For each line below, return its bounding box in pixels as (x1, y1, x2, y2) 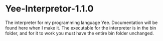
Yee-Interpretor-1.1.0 (5, 3, 94, 14)
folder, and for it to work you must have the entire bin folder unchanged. (5, 30, 154, 36)
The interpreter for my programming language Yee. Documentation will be (5, 19, 158, 25)
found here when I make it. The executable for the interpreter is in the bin (5, 24, 156, 30)
